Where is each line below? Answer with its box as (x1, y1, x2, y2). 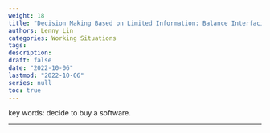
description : (8, 49, 52, 57)
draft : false (8, 57, 52, 65)
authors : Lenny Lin (8, 26, 74, 34)
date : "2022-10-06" (8, 64, 74, 72)
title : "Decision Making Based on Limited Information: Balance (8, 19, 228, 27)
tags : (8, 42, 27, 50)
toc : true (8, 86, 42, 95)
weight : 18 (8, 11, 45, 20)
